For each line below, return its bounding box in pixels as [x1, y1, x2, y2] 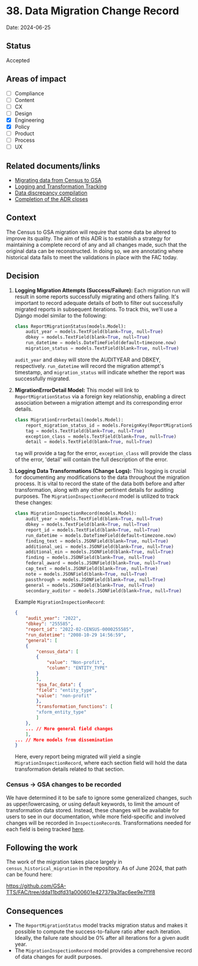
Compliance [14, 90, 44, 97]
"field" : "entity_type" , [36, 687, 98, 693]
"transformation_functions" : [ [36, 704, 113, 710]
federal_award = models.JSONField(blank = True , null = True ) [25, 560, 171, 566]
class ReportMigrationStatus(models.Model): [14, 323, 126, 329]
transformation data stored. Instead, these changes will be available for [6, 806, 179, 814]
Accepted [6, 56, 30, 63]
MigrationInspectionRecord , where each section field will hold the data [14, 760, 187, 767]
